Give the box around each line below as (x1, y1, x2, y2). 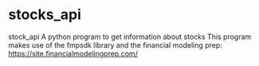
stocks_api (8, 6, 82, 24)
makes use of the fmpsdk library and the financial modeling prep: (8, 40, 223, 49)
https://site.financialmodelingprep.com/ (8, 49, 138, 58)
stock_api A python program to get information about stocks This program (8, 32, 252, 41)
